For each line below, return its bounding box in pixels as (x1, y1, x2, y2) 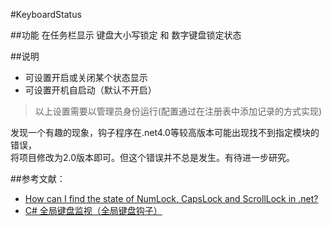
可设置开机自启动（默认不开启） (24, 84, 157, 96)
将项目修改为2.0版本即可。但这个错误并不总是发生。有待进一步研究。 (10, 152, 296, 163)
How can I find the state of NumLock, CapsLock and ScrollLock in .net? (24, 193, 319, 204)
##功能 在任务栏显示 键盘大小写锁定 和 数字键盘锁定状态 (10, 29, 242, 41)
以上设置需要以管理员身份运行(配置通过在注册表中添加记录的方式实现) (34, 105, 323, 117)
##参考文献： (10, 173, 66, 184)
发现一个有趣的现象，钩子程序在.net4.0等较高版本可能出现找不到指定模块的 (10, 127, 320, 138)
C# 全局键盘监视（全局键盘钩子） (24, 205, 163, 216)
